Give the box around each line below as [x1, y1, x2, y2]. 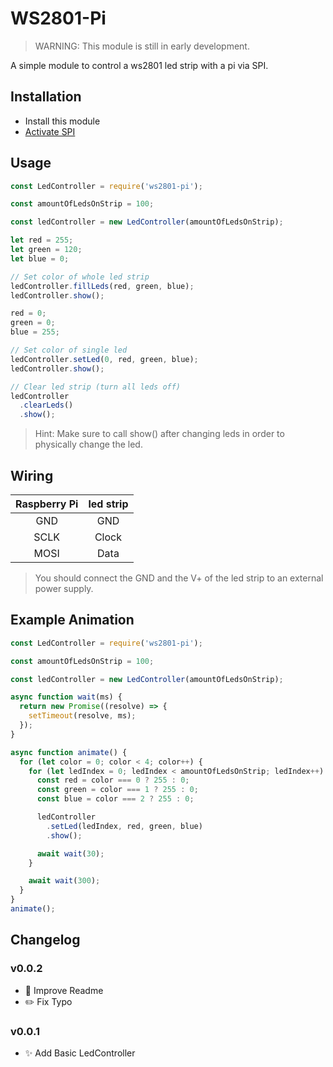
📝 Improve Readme [24, 984, 104, 996]
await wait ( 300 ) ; [28, 876, 101, 886]
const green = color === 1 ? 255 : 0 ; [36, 785, 199, 795]
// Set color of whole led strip [10, 272, 150, 282]
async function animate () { [10, 747, 128, 757]
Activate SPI [24, 125, 76, 137]
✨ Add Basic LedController [24, 1047, 136, 1059]
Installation [10, 88, 82, 106]
